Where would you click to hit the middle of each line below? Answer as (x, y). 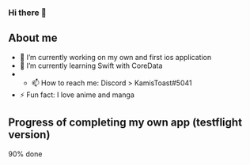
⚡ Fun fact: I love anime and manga (77, 95)
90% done (25, 154)
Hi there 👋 (28, 13)
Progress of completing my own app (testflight (125, 123)
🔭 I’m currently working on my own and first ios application (116, 57)
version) (29, 135)
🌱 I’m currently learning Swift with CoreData (91, 66)
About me (33, 38)
